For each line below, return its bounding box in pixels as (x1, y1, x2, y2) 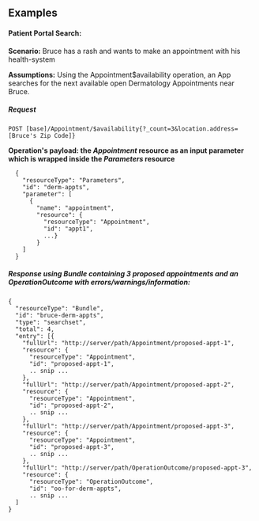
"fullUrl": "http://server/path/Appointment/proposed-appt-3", (22, 422, 235, 430)
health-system (8, 55, 55, 64)
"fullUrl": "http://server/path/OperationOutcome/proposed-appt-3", (22, 463, 253, 472)
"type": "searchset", (15, 318, 87, 326)
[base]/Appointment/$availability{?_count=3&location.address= (25, 124, 238, 133)
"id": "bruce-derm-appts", (15, 311, 104, 319)
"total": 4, (15, 325, 55, 333)
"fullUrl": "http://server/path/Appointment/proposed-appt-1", (22, 339, 235, 347)
